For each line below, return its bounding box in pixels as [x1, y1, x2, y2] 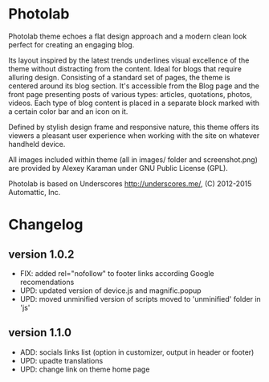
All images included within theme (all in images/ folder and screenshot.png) [8, 154, 259, 165]
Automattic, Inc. [8, 187, 61, 197]
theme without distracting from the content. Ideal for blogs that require [8, 63, 243, 73]
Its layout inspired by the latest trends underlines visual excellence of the [8, 55, 250, 65]
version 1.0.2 [8, 247, 75, 261]
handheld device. [8, 139, 66, 148]
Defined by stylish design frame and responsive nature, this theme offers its [8, 122, 259, 132]
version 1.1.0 [8, 326, 72, 339]
